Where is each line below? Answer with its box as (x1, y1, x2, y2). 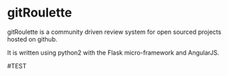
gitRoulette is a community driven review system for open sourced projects (7, 28, 222, 36)
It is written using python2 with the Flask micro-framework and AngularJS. (7, 48, 220, 57)
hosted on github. (7, 35, 58, 43)
